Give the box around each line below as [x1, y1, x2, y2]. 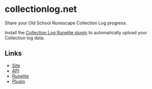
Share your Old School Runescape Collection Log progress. [4, 20, 127, 26]
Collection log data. [4, 35, 45, 41]
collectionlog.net [4, 3, 77, 15]
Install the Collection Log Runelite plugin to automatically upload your [4, 29, 147, 35]
